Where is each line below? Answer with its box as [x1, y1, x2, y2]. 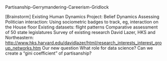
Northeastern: [5, 34, 34, 40]
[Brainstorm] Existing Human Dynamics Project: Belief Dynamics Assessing [5, 14, 160, 19]
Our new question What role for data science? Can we [42, 45, 153, 51]
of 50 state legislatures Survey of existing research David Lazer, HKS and [5, 30, 156, 35]
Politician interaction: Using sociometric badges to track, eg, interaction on [5, 19, 159, 25]
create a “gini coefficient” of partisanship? [5, 50, 92, 56]
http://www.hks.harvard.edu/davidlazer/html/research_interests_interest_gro [5, 40, 162, 46]
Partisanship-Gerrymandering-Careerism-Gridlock [5, 4, 109, 10]
